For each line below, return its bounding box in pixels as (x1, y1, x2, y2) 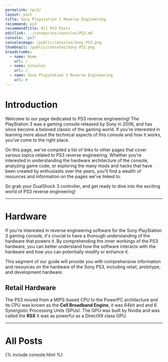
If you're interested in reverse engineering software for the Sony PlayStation (5, 227, 162, 233)
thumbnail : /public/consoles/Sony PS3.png (5, 45, 95, 50)
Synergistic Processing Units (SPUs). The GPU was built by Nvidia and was (5, 307, 160, 314)
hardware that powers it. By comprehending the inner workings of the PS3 (5, 238, 158, 244)
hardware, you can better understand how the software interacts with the (5, 243, 156, 249)
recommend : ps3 (5, 21, 37, 27)
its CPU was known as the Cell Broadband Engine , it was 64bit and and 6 (5, 302, 157, 308)
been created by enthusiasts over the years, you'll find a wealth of (5, 168, 141, 174)
